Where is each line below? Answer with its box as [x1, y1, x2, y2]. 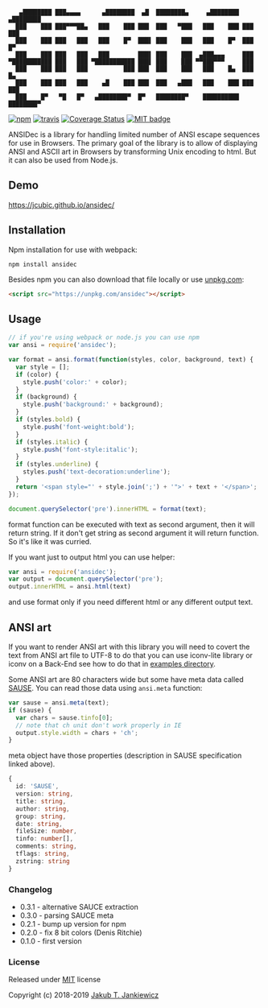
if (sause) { [8, 706, 52, 714]
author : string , [15, 804, 70, 813]
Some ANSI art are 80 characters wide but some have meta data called [8, 675, 244, 684]
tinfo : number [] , [15, 835, 74, 843]
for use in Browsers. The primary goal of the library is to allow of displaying [8, 138, 258, 147]
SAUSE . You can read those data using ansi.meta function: [8, 684, 203, 692]
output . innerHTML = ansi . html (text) [8, 583, 131, 591]
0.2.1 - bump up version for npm [19, 919, 126, 928]
